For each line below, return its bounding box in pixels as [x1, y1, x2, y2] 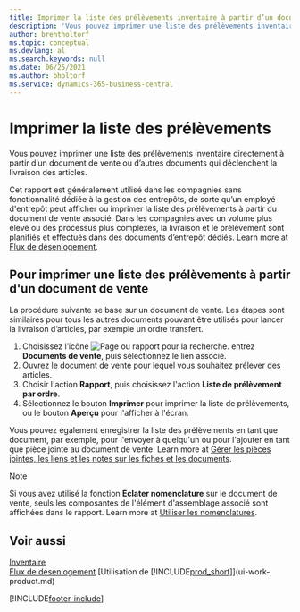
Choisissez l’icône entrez [21, 341, 255, 352]
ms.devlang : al [9, 47, 66, 55]
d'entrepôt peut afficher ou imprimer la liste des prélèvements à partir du [9, 203, 277, 214]
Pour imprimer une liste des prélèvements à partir [9, 267, 291, 282]
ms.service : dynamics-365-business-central [9, 80, 174, 89]
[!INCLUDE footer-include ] [9, 593, 104, 604]
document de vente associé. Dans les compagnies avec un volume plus [9, 212, 273, 224]
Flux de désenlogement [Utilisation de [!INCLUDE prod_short [9, 566, 230, 577]
